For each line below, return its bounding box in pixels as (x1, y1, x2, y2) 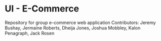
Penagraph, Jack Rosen (5, 30, 55, 36)
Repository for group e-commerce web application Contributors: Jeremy (5, 19, 156, 25)
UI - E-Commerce (5, 3, 79, 14)
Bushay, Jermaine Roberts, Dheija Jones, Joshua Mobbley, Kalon (5, 24, 141, 30)
